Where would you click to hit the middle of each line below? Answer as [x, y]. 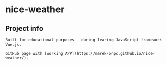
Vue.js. [14, 45]
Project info [24, 28]
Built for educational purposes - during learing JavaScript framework [83, 40]
